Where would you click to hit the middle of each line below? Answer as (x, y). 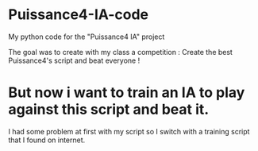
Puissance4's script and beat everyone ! (74, 60)
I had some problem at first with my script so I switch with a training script (129, 131)
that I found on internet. (47, 140)
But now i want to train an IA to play (127, 93)
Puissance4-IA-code (79, 15)
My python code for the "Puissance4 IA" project (87, 37)
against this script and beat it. (109, 110)
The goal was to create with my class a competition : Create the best (120, 52)
